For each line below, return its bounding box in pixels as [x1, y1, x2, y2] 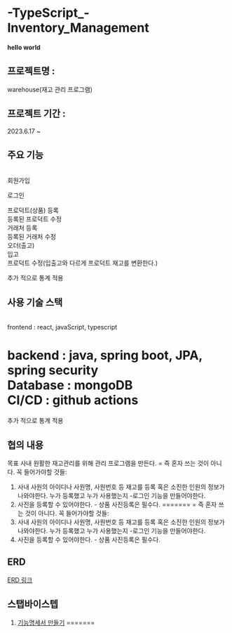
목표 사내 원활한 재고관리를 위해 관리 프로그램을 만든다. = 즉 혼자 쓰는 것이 [7, 459, 209, 467]
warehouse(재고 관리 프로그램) [7, 85, 93, 93]
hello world [7, 43, 41, 51]
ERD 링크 [7, 575, 33, 584]
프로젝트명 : [7, 65, 55, 77]
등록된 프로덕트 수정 [7, 215, 62, 223]
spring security [7, 363, 99, 379]
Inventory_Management [7, 20, 149, 36]
